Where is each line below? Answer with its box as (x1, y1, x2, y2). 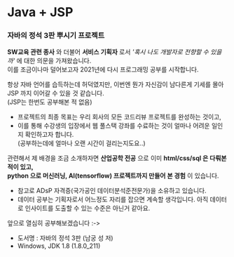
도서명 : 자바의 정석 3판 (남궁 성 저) (17, 234, 113, 242)
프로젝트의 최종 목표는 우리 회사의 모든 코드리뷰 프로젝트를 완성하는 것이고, (17, 113, 222, 121)
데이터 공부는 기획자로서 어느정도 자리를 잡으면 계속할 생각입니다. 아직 (17, 195, 209, 204)
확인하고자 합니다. (25, 131, 74, 139)
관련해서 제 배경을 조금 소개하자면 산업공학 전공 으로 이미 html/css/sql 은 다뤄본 (7, 154, 227, 162)
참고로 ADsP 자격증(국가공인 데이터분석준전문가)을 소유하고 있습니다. (17, 187, 207, 195)
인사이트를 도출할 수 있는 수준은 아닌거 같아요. (25, 204, 151, 213)
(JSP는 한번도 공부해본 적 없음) (7, 98, 92, 106)
